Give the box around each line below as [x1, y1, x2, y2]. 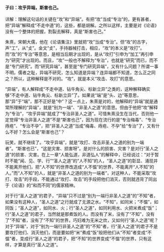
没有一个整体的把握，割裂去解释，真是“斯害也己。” [5, 28, 106, 34]
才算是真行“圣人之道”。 [13, 242, 61, 248]
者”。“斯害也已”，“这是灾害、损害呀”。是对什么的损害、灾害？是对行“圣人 [5, 146, 154, 151]
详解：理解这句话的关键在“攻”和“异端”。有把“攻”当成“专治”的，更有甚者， [5, 16, 154, 22]
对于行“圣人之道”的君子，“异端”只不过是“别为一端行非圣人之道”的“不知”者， [5, 193, 158, 199]
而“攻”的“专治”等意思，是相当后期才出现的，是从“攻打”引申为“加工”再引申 [5, 51, 154, 57]
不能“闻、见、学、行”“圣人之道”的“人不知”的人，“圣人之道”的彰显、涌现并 [9, 158, 158, 164]
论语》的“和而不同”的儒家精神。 [13, 182, 78, 188]
